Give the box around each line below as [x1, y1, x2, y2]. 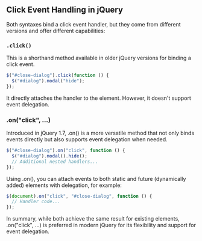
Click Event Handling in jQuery [6, 5, 124, 15]
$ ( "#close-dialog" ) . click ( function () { [6, 72, 110, 79]
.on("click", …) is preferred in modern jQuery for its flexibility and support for [6, 222, 196, 229]
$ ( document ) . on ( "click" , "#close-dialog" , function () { [6, 193, 153, 199]
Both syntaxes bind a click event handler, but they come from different [6, 20, 181, 28]
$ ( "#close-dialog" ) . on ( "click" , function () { [6, 147, 125, 154]
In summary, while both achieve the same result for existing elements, [6, 215, 180, 222]
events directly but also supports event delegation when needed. [6, 136, 168, 143]
